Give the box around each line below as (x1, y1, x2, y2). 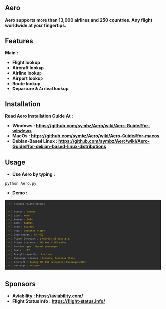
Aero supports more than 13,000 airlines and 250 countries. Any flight (5, 17, 152, 23)
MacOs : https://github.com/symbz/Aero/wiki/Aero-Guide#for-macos (12, 133, 160, 139)
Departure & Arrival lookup (12, 86, 69, 91)
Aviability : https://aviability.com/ (12, 293, 83, 299)
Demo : (12, 190, 28, 196)
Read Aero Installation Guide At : (5, 113, 73, 119)
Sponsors (5, 279, 36, 288)
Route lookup (12, 80, 41, 86)
